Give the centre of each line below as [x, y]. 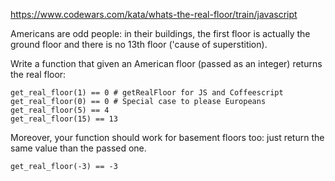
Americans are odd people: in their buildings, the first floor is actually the [160, 33]
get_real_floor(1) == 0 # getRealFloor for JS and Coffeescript [147, 93]
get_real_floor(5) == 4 [60, 110]
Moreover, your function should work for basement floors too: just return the [167, 137]
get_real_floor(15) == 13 [64, 119]
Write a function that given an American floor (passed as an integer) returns [166, 63]
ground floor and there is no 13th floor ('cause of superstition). [139, 44]
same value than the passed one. [78, 148]
